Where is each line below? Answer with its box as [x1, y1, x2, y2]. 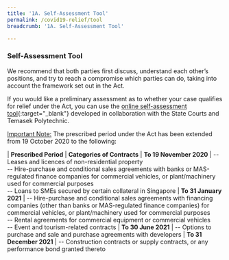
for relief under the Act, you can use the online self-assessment [7, 102, 187, 110]
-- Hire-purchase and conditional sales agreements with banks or [7, 165, 192, 173]
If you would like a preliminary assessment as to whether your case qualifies [7, 94, 223, 103]
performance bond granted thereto [7, 244, 106, 253]
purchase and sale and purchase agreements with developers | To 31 [7, 230, 202, 238]
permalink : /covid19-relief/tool [7, 16, 103, 23]
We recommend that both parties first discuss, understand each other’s [7, 66, 209, 75]
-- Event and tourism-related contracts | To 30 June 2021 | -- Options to [7, 223, 212, 231]
